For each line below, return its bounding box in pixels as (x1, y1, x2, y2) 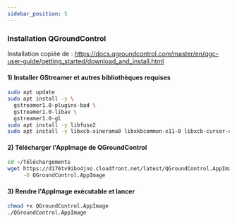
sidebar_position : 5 (7, 10, 68, 18)
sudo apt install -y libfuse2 (7, 121, 97, 129)
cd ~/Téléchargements (7, 159, 71, 166)
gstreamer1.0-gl (13, 115, 61, 122)
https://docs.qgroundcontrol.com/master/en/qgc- (74, 49, 219, 58)
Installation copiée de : (7, 49, 73, 58)
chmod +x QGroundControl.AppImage (7, 203, 109, 210)
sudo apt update (7, 89, 55, 96)
